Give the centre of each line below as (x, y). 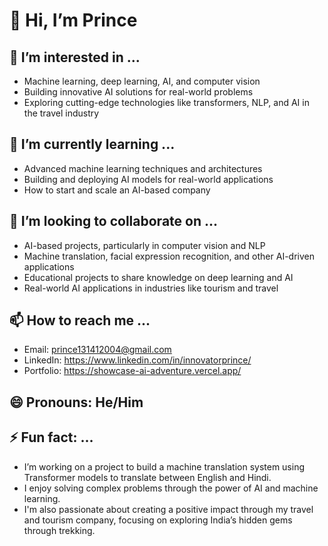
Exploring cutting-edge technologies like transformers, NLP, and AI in (166, 102)
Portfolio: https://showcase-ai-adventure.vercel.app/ (132, 371)
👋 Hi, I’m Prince (73, 20)
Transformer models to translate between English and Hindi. (147, 477)
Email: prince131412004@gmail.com (97, 350)
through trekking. (59, 530)
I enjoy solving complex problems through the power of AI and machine (171, 488)
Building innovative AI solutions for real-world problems (138, 92)
